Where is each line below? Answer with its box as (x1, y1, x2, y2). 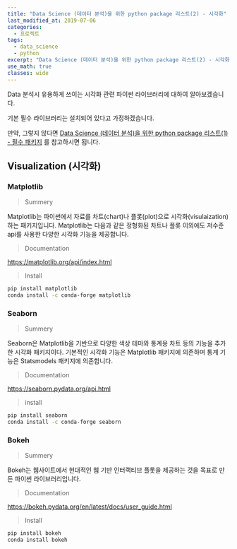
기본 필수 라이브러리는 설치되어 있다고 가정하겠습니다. (7, 114, 154, 122)
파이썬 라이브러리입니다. (14, 475, 81, 483)
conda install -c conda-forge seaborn (7, 418, 121, 426)
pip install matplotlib (7, 285, 78, 293)
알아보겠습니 (189, 90, 224, 98)
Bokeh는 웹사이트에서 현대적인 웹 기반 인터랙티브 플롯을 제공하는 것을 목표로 (7, 466, 218, 474)
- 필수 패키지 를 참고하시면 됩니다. (7, 137, 101, 146)
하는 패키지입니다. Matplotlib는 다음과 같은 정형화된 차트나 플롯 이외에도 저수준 (7, 221, 224, 230)
